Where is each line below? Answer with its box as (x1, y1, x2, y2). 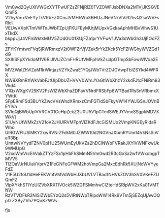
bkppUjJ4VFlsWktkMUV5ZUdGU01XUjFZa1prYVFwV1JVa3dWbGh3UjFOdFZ (5, 35, 160, 41)
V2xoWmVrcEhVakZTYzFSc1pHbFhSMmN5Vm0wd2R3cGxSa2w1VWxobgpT (5, 151, 160, 156)
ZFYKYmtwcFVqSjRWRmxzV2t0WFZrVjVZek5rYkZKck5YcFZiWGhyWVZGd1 (5, 46, 159, 52)
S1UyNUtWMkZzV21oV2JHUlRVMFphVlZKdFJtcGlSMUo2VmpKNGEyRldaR (5, 119, 157, 125)
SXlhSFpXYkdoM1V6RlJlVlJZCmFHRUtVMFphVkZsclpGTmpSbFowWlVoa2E (5, 57, 159, 62)
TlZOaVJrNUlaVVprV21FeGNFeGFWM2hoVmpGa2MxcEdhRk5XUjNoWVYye (5, 161, 159, 167)
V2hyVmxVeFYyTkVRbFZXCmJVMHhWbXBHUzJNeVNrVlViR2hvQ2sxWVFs (5, 15, 160, 20)
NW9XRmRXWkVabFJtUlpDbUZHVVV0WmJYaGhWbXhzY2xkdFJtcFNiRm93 (5, 77, 161, 83)
